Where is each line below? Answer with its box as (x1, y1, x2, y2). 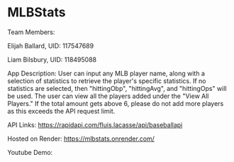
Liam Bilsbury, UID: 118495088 (7, 55, 97, 64)
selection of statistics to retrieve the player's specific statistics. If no (7, 76, 206, 85)
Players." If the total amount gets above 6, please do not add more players (7, 99, 224, 107)
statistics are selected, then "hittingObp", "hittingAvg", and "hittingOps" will (7, 84, 227, 92)
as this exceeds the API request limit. (7, 107, 116, 115)
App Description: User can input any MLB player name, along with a (7, 69, 206, 77)
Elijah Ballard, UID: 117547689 (7, 41, 94, 50)
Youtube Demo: (7, 148, 53, 156)
